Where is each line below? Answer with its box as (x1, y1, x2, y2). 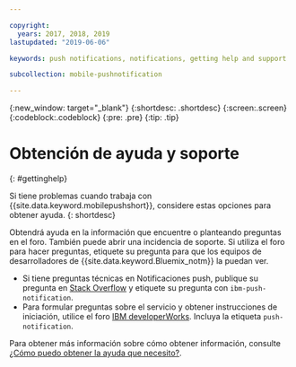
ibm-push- (230, 284, 267, 293)
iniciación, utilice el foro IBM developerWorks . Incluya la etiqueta (22, 311, 262, 322)
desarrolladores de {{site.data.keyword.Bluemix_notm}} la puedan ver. (9, 256, 269, 267)
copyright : (9, 21, 50, 30)
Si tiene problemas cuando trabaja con (9, 190, 152, 202)
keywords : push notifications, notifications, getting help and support (9, 54, 287, 63)
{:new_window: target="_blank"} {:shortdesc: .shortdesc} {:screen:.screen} (9, 102, 288, 113)
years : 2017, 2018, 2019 (17, 29, 110, 39)
